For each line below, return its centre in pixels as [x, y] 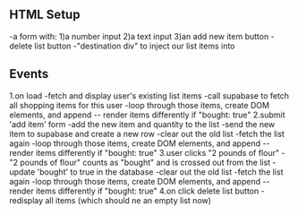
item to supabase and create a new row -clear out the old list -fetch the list [147, 133]
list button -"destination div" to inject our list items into [135, 46]
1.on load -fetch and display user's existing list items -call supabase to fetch [149, 95]
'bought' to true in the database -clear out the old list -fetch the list [160, 172]
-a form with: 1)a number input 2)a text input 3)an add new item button [139, 36]
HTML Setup [45, 15]
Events [29, 74]
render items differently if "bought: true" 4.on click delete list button [134, 191]
